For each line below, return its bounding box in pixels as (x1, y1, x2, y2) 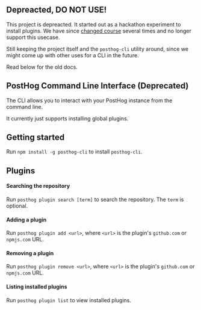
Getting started (6, 132, 65, 143)
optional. (6, 202, 28, 209)
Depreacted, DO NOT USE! (6, 5, 107, 15)
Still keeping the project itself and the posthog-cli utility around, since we (6, 45, 188, 52)
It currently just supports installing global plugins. (6, 114, 129, 122)
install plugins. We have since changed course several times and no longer (6, 27, 191, 34)
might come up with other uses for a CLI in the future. (6, 51, 140, 59)
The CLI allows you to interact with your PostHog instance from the (6, 96, 173, 104)
